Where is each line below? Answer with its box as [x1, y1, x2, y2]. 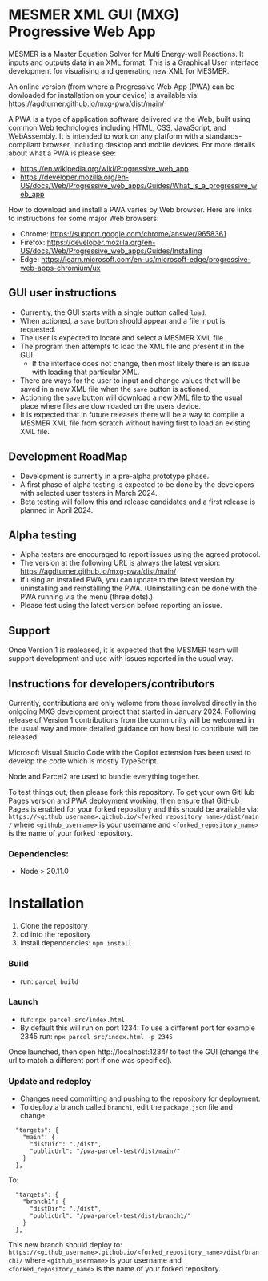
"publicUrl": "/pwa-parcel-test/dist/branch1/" [29, 1212, 192, 1220]
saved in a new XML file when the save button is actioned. [19, 384, 211, 393]
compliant [8, 139, 42, 149]
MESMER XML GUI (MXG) [8, 6, 180, 24]
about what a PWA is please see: [8, 148, 117, 158]
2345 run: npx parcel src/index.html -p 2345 [19, 1031, 174, 1041]
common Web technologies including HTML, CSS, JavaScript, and [8, 123, 226, 132]
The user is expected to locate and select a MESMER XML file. [19, 332, 226, 342]
